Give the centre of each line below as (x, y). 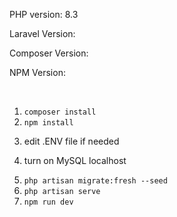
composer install (60, 112)
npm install (48, 123)
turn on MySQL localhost (75, 160)
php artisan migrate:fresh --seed (95, 181)
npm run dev (48, 202)
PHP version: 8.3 (44, 14)
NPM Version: (37, 72)
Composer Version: (49, 53)
